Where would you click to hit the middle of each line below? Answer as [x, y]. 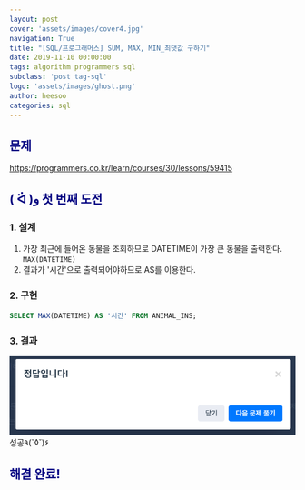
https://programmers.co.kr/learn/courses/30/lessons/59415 [121, 168]
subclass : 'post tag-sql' [58, 77]
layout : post [34, 19]
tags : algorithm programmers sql [73, 67]
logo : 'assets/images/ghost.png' [73, 86]
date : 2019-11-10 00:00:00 [60, 58]
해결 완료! [35, 474]
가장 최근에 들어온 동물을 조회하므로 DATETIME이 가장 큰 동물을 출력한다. [152, 249]
